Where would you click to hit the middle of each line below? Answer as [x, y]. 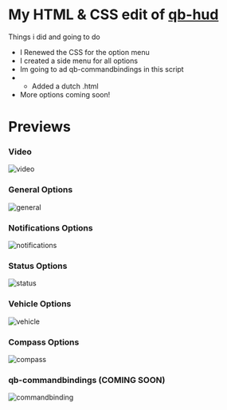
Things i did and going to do [55, 37]
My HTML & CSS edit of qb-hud [113, 15]
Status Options [38, 266]
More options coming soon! [65, 94]
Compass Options [44, 342]
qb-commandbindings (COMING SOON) [87, 380]
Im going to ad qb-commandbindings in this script [102, 69]
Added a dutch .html [65, 86]
